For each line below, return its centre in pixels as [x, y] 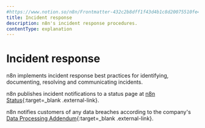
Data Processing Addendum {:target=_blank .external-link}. [80, 118]
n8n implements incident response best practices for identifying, [88, 76]
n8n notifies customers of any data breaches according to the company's [99, 112]
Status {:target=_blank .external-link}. [53, 100]
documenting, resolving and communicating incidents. [75, 82]
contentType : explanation [39, 29]
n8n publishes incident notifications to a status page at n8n [81, 94]
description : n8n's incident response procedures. [72, 23]
